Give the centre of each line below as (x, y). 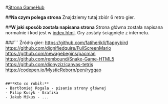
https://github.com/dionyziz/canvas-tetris (49, 64)
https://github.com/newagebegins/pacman (50, 54)
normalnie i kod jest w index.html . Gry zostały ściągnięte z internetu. (77, 33)
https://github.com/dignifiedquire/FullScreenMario (58, 48)
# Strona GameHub (25, 7)
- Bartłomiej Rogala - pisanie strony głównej (56, 88)
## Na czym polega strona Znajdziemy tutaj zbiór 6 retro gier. (70, 17)
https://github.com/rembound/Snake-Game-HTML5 (60, 59)
